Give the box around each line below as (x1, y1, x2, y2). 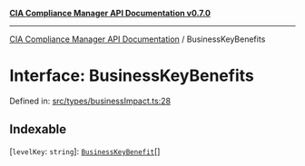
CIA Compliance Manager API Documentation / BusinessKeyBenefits (9, 34, 266, 44)
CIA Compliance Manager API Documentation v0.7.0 (9, 8, 212, 18)
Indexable (9, 122, 67, 137)
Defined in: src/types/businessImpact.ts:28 (9, 95, 171, 106)
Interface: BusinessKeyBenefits (9, 65, 254, 86)
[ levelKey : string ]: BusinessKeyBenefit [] (9, 145, 161, 157)
